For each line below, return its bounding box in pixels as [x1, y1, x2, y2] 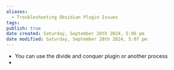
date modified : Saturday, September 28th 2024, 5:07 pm [6, 36, 147, 42]
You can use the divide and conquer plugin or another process [14, 53, 168, 59]
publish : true [6, 25, 42, 31]
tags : [6, 20, 20, 26]
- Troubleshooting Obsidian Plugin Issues [11, 14, 118, 20]
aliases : [6, 8, 28, 15]
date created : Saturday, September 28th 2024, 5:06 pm [6, 31, 145, 37]
